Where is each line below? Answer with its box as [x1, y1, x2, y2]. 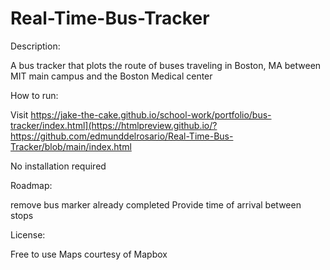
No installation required [10, 160, 107, 172]
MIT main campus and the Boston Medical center [10, 70, 213, 82]
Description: [10, 40, 61, 52]
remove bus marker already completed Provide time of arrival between [10, 198, 302, 211]
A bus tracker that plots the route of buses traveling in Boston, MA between [10, 59, 322, 71]
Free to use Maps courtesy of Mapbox [10, 248, 168, 260]
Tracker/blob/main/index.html [10, 140, 132, 152]
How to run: [10, 89, 59, 101]
